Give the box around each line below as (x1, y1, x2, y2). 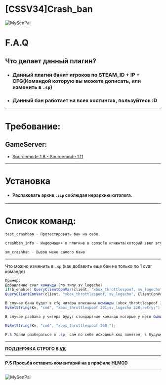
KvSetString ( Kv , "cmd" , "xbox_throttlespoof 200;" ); (5, 323, 116, 328)
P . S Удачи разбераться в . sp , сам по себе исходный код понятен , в (5, 332, 147, 337)
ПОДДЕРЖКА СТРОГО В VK (5, 345, 66, 351)
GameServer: (5, 140, 47, 149)
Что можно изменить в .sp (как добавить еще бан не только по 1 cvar (5, 263, 152, 269)
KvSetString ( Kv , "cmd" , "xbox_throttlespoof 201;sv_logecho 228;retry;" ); (5, 305, 163, 310)
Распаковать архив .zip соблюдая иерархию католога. (12, 192, 132, 198)
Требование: (5, 121, 61, 132)
